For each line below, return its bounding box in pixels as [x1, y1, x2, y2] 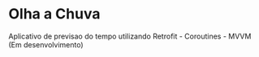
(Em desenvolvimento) [8, 39, 84, 49]
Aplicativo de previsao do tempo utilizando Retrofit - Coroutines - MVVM [8, 31, 252, 41]
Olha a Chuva [8, 5, 101, 23]
